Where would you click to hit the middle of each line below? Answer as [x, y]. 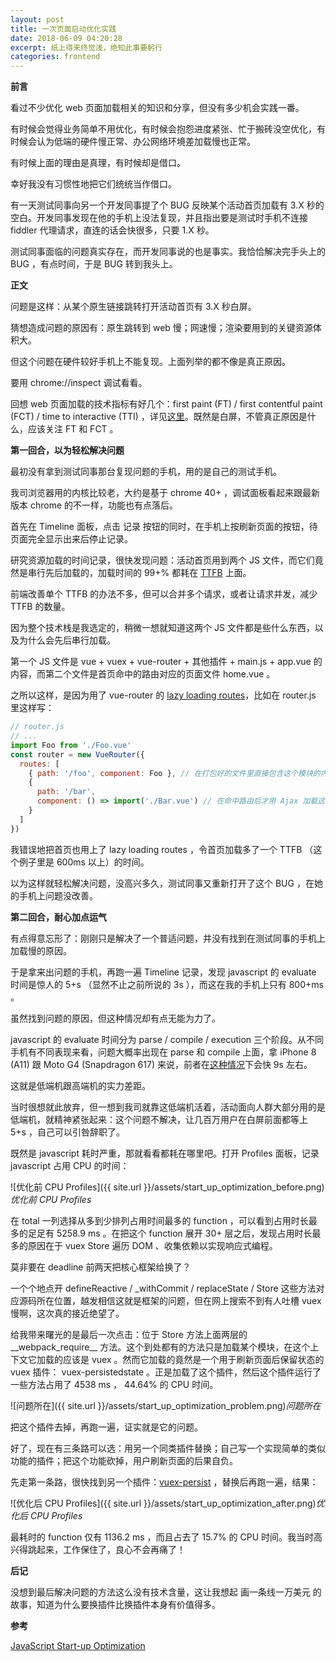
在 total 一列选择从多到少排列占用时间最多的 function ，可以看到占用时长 [159, 1220]
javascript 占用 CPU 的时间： [70, 1165]
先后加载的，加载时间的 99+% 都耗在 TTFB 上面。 [148, 573]
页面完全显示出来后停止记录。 [71, 539]
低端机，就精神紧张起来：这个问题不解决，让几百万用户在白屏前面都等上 [159, 1119]
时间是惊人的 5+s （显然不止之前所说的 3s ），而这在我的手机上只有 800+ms [167, 984]
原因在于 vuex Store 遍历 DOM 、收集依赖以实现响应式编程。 [152, 1245]
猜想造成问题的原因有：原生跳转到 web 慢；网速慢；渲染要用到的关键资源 [161, 328]
